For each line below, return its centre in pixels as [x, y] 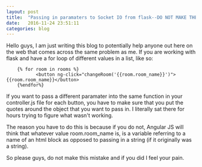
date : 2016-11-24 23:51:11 [43, 23]
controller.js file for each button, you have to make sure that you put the [95, 103]
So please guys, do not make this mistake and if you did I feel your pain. [95, 158]
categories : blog [28, 29]
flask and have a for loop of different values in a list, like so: [80, 58]
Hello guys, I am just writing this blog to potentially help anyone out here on [99, 46]
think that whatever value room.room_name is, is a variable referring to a [96, 133]
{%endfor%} [31, 85]
